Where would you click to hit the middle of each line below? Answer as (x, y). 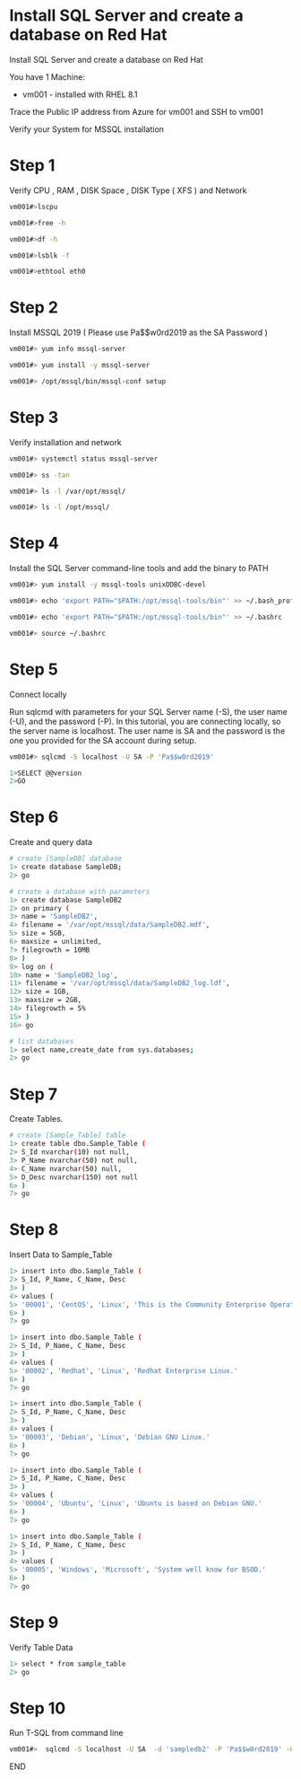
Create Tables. (36, 1119)
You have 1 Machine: (47, 76)
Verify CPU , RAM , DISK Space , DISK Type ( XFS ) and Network (129, 190)
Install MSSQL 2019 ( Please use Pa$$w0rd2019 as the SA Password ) (139, 332)
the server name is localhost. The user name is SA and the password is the (147, 731)
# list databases (42, 1041)
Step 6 (34, 817)
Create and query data (51, 842)
